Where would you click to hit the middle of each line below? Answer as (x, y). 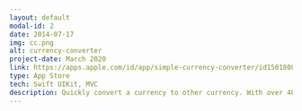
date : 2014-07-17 (42, 34)
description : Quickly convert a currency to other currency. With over (146, 92)
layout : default (40, 17)
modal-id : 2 (31, 26)
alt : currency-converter (56, 51)
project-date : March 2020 (58, 59)
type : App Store (40, 76)
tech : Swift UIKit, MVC (54, 84)
